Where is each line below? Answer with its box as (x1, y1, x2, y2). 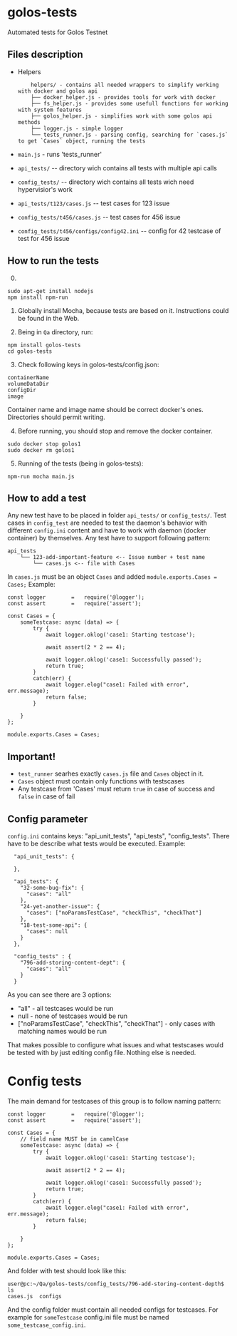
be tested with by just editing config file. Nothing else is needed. (7, 1049, 196, 1057)
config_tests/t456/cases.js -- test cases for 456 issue (17, 212, 181, 221)
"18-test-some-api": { (20, 922, 88, 929)
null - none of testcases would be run (17, 1012, 128, 1020)
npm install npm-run (7, 294, 69, 301)
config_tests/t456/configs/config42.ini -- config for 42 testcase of (17, 226, 221, 235)
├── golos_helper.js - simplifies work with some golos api (31, 112, 213, 120)
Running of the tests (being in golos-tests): (17, 459, 144, 468)
